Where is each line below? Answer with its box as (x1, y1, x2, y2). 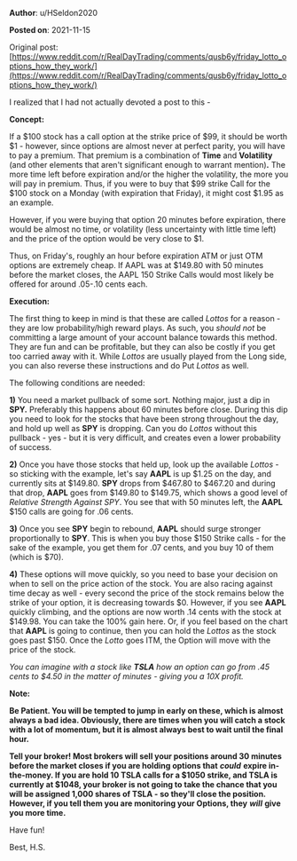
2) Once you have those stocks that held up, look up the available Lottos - (9, 459, 279, 470)
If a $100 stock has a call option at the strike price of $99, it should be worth (9, 131, 288, 141)
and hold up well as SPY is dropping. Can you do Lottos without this (9, 423, 257, 433)
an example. (9, 197, 54, 208)
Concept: (9, 115, 44, 124)
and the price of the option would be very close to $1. (9, 233, 205, 243)
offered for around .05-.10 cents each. (9, 279, 148, 289)
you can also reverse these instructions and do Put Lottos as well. (9, 360, 250, 371)
